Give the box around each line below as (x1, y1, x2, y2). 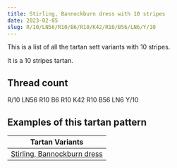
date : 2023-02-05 (7, 17, 59, 24)
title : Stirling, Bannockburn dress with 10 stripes (7, 10, 166, 18)
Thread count (7, 77, 68, 89)
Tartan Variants (30, 137, 84, 147)
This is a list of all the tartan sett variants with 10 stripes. (7, 43, 171, 52)
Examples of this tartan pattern (7, 116, 147, 128)
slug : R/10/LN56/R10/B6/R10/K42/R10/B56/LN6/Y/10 (7, 23, 157, 30)
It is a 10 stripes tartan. (7, 56, 74, 65)
